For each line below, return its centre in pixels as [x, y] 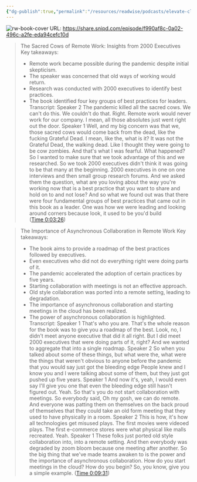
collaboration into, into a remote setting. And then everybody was [108, 441]
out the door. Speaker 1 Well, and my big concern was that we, [105, 126]
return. [37, 82]
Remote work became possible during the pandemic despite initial [109, 63]
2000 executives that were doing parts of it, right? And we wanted [109, 342]
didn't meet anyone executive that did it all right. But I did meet [105, 336]
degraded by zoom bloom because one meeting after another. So [108, 448]
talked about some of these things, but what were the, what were [108, 354]
